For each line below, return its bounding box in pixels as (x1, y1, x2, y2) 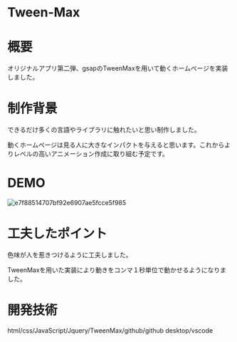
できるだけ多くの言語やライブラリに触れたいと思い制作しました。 (7, 125, 201, 134)
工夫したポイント (7, 226, 108, 242)
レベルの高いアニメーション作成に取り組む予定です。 (13, 150, 169, 158)
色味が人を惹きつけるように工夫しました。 (7, 250, 132, 259)
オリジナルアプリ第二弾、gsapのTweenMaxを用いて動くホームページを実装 (7, 64, 228, 73)
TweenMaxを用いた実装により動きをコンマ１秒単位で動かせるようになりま (7, 265, 226, 274)
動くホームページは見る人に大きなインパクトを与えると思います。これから (7, 140, 225, 150)
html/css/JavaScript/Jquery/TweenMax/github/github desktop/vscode (7, 326, 214, 335)
